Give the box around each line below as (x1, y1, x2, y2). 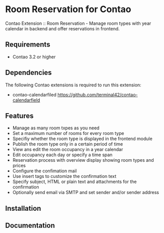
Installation (5, 204, 41, 213)
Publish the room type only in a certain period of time (12, 141, 123, 147)
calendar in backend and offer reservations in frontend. (5, 25, 120, 31)
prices (12, 163, 26, 169)
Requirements (5, 40, 50, 49)
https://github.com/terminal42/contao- (57, 91, 138, 98)
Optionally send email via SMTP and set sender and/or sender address (12, 190, 159, 196)
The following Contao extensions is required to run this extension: (5, 82, 142, 88)
